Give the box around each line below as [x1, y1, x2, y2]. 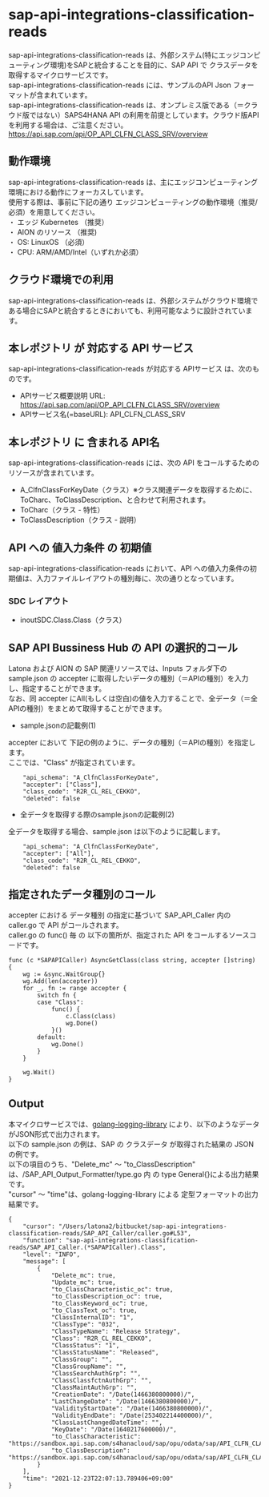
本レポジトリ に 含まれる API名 [8, 435, 160, 449]
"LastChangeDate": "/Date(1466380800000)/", [50, 1397, 203, 1406]
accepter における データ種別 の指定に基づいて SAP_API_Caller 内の [8, 910, 231, 920]
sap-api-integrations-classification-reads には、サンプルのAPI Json [8, 80, 232, 90]
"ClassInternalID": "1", [50, 1313, 134, 1322]
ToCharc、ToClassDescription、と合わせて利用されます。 [19, 495, 211, 505]
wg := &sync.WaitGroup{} [22, 970, 106, 978]
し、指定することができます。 [8, 684, 106, 693]
